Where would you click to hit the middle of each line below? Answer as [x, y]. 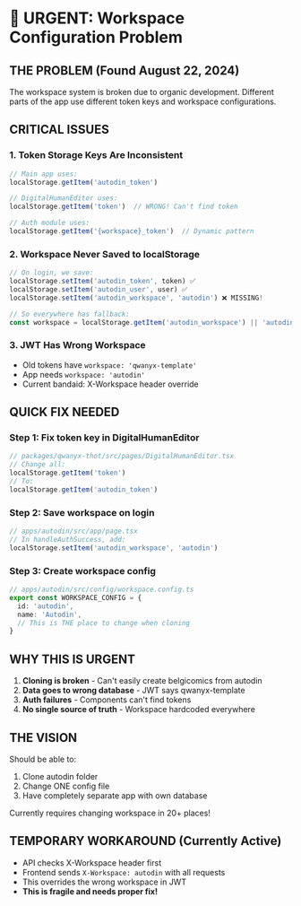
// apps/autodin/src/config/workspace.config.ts [102, 590]
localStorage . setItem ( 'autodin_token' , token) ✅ [103, 282]
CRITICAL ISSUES [59, 130]
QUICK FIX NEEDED [64, 412]
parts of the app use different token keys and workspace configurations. [143, 101]
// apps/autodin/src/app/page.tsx [74, 531]
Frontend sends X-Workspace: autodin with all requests [124, 872]
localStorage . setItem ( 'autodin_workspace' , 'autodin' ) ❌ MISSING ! [136, 298]
